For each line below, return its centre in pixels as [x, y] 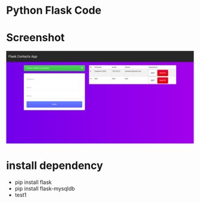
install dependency [54, 165]
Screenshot [35, 38]
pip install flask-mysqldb [45, 188]
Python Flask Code [54, 10]
